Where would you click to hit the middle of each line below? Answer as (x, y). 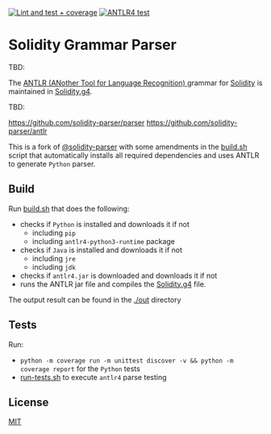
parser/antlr (28, 131)
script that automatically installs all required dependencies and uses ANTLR (134, 155)
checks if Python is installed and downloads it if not (104, 224)
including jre (54, 258)
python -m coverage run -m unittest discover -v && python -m (127, 361)
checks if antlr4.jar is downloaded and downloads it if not (119, 275)
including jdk (54, 267)
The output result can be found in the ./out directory (95, 300)
